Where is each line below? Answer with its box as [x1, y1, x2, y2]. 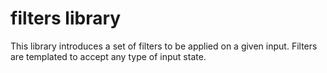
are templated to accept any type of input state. [10, 50, 207, 62]
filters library [10, 7, 122, 30]
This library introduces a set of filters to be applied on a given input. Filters [10, 40, 318, 52]
